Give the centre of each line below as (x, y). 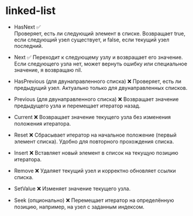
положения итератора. (42, 123)
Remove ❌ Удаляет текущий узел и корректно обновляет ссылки (95, 170)
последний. (28, 46)
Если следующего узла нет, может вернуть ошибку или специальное (101, 64)
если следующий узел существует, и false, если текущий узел (92, 40)
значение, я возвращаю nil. (48, 70)
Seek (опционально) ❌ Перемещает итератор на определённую (94, 200)
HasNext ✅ (27, 27)
